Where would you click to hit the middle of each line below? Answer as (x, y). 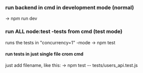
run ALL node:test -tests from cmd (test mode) (64, 32)
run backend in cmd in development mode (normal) (70, 8)
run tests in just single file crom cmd (44, 54)
